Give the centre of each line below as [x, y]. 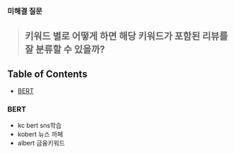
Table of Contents [48, 74]
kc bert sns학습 [40, 126]
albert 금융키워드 [41, 143]
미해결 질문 [25, 11]
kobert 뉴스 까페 [40, 134]
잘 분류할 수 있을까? [65, 50]
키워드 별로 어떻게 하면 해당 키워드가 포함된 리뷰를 [126, 36]
